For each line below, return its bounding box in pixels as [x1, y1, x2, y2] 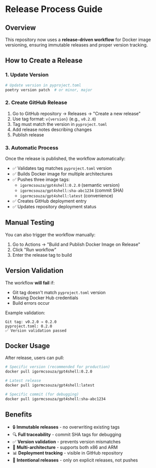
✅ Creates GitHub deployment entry [12, 198, 87, 204]
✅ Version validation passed [5, 328, 67, 333]
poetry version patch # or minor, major [5, 87, 93, 92]
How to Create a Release [5, 56, 83, 65]
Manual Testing [5, 218, 55, 227]
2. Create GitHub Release [5, 99, 67, 106]
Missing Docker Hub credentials [12, 295, 79, 301]
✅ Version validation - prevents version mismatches [12, 439, 121, 445]
